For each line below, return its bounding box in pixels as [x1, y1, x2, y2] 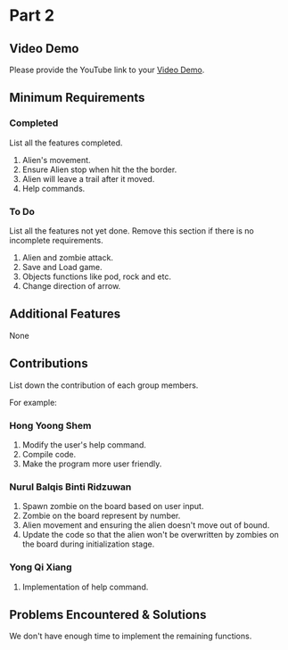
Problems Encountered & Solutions [9, 607, 207, 622]
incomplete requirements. [9, 234, 104, 245]
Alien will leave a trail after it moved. [21, 173, 155, 184]
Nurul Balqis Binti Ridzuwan [9, 481, 132, 493]
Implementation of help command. [21, 581, 149, 592]
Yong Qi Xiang [9, 561, 73, 573]
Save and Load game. [21, 261, 103, 272]
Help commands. [21, 183, 86, 193]
